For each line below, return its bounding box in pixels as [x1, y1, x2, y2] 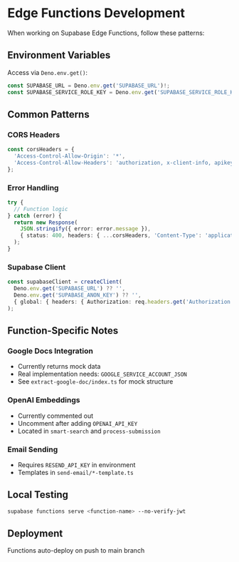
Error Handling [7, 183, 59, 193]
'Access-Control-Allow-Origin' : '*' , [14, 153, 126, 160]
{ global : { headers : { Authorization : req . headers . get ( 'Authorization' [14, 298, 234, 305]
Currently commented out [17, 412, 94, 420]
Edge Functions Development [7, 5, 185, 21]
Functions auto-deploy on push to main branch [7, 546, 145, 555]
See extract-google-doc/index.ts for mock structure [17, 377, 174, 386]
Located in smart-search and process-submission [17, 426, 161, 435]
